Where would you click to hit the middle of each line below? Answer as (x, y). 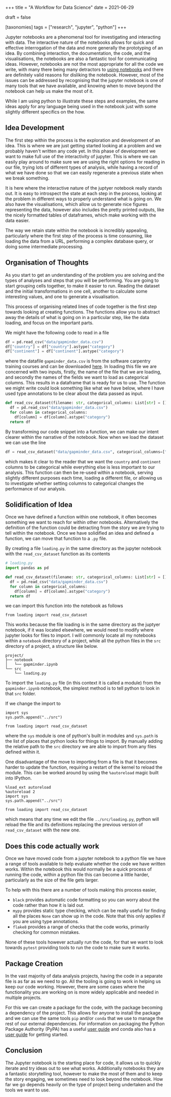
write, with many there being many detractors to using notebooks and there (84, 69)
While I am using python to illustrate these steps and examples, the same (82, 101)
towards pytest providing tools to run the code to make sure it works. (78, 948)
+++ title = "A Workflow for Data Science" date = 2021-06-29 (69, 7)
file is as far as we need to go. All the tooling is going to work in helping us (83, 981)
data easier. (18, 220)
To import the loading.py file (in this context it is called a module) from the (83, 683)
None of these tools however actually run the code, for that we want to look (84, 942)
